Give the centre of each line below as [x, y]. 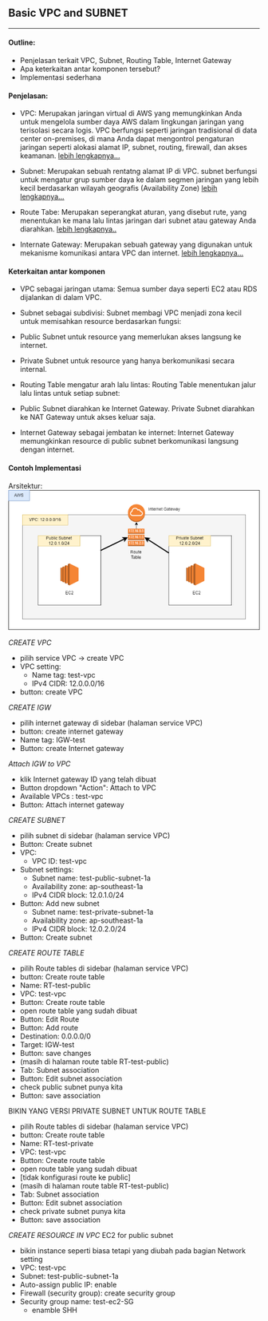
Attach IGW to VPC [39, 763]
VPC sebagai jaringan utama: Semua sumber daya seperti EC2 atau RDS [138, 289]
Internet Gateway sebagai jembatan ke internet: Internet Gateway [127, 433]
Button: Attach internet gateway [72, 805]
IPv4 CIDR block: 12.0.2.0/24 [79, 928]
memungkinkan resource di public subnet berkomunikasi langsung [129, 441]
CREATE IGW [30, 707]
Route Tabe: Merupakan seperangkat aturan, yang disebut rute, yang [133, 212]
